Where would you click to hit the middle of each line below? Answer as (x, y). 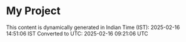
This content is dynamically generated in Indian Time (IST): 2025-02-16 (93, 27)
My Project (33, 11)
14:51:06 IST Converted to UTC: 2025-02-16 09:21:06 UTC (77, 33)
